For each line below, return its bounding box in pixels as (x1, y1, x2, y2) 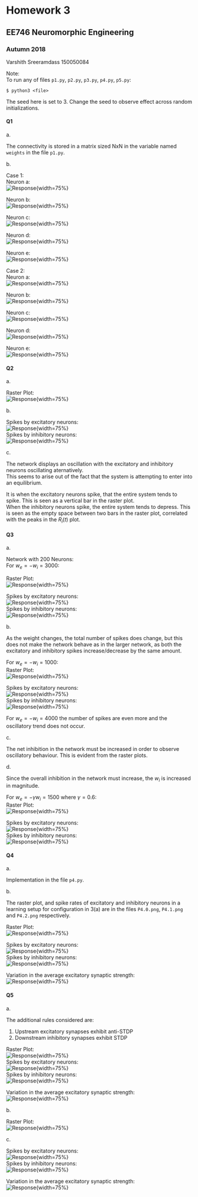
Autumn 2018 (6, 45, 46, 53)
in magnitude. (6, 782, 40, 789)
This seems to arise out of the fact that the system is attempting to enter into (6, 473, 193, 480)
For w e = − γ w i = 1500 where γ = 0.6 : (6, 794, 97, 803)
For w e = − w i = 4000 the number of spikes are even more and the (6, 714, 167, 723)
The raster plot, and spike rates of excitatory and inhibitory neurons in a (6, 899, 181, 906)
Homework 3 (6, 4, 71, 17)
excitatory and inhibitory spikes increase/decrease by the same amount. (6, 647, 182, 654)
